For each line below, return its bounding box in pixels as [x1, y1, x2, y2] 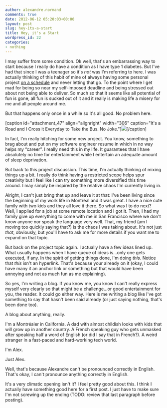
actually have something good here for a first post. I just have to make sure [5, 386, 159, 392]
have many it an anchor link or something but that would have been [5, 265, 144, 271]
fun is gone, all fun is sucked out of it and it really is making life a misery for [5, 95, 161, 101]
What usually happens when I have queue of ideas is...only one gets [5, 249, 145, 255]
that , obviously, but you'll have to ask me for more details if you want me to [5, 229, 160, 235]
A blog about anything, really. [5, 311, 66, 317]
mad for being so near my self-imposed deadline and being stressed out [5, 84, 154, 90]
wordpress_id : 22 [5, 35, 41, 40]
